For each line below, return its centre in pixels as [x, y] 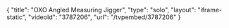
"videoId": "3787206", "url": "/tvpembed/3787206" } [105, 17]
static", [17, 17]
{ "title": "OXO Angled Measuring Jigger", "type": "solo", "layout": [101, 10]
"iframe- [210, 10]
